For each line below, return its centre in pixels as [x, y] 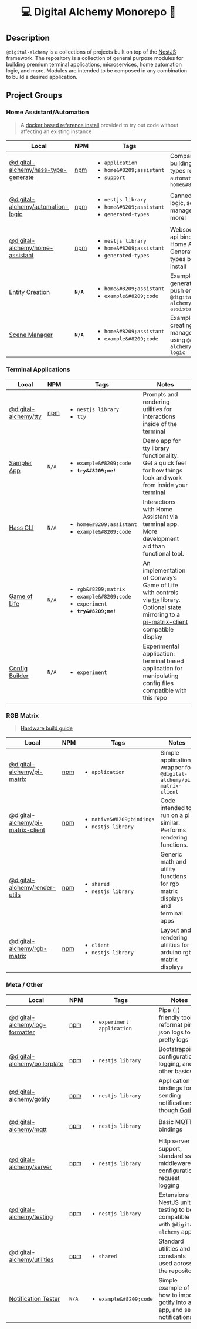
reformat [171, 1024]
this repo [155, 697]
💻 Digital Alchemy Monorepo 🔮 [98, 12]
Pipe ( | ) [169, 1010]
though [169, 1110]
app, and [171, 1310]
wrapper [172, 768]
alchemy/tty [26, 416]
